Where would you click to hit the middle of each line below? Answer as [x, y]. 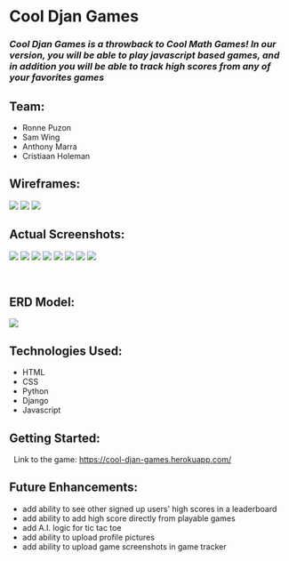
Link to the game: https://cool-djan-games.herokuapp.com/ [122, 459]
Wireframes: [45, 184]
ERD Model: [42, 302]
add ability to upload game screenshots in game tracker [124, 546]
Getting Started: [55, 438]
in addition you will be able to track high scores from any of [140, 67]
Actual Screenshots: [67, 234]
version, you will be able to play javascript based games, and [144, 55]
